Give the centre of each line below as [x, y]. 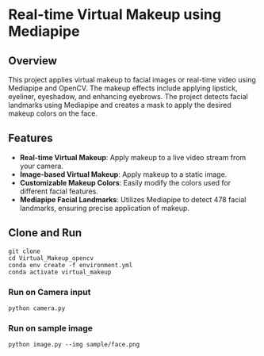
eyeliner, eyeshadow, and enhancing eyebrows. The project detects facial [128, 96]
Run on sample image [50, 328]
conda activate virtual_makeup [60, 272]
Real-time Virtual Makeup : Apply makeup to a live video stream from [133, 157]
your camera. [41, 166]
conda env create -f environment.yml [71, 265]
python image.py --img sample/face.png [74, 345]
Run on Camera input [50, 292]
